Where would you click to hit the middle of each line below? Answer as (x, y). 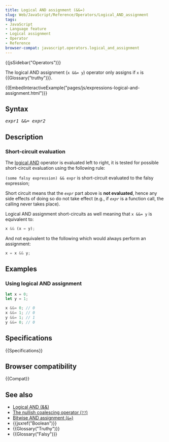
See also (19, 395)
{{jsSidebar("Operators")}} (33, 62)
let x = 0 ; (17, 294)
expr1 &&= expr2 (25, 121)
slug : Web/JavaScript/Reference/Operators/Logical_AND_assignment (77, 15)
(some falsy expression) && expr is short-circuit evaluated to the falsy (79, 178)
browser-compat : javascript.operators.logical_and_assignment (72, 48)
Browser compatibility (41, 367)
